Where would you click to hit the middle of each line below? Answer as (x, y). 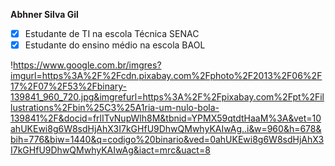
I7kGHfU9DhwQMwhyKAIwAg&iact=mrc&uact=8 (110, 150)
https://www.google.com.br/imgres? (87, 65)
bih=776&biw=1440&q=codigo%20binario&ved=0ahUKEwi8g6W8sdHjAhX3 (167, 140)
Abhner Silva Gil (44, 14)
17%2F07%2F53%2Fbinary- (69, 86)
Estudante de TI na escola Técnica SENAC (112, 33)
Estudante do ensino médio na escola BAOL (115, 45)
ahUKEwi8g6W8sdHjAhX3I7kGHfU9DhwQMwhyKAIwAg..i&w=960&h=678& (166, 129)
